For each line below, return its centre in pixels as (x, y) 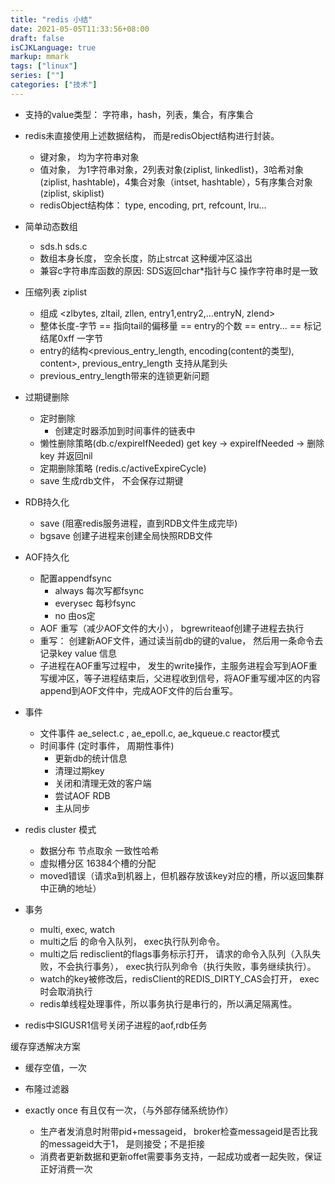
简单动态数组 (51, 226)
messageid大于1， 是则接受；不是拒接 (127, 1143)
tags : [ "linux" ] (44, 66)
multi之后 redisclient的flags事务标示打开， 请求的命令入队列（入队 (176, 953)
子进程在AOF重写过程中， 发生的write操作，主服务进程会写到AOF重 (178, 665)
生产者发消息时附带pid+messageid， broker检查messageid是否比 (174, 1131)
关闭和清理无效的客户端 (103, 783)
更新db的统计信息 (91, 758)
